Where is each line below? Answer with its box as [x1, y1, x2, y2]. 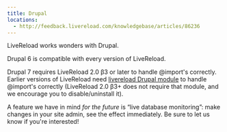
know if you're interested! [7, 118, 79, 126]
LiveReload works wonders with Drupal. [7, 42, 119, 50]
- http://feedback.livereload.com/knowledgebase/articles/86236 [13, 23, 200, 29]
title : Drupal [7, 10, 48, 17]
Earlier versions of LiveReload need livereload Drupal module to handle [7, 75, 207, 83]
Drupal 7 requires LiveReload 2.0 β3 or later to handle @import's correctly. [7, 68, 217, 76]
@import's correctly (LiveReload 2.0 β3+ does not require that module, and [7, 83, 219, 91]
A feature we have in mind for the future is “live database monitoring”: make [7, 103, 221, 111]
